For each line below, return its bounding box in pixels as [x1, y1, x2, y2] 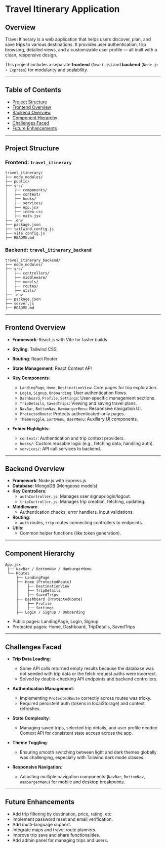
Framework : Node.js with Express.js [12, 478, 86, 484]
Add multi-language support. [12, 821, 72, 827]
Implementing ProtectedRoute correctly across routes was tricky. [19, 695, 152, 701]
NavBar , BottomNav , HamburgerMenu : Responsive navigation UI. [19, 405, 142, 411]
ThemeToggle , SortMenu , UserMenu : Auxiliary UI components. [19, 416, 138, 422]
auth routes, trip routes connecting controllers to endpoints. [19, 520, 143, 526]
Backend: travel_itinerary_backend [5, 246, 92, 253]
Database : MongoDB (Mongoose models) [12, 483, 98, 489]
